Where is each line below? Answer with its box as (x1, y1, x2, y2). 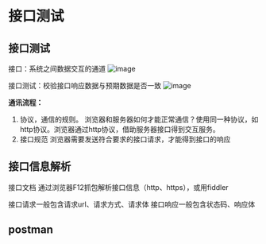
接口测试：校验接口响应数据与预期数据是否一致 (8, 81, 161, 90)
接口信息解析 (8, 160, 71, 173)
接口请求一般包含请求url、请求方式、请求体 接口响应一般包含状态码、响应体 (8, 199, 256, 209)
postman (8, 223, 53, 237)
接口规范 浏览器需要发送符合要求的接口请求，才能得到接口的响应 (19, 134, 231, 144)
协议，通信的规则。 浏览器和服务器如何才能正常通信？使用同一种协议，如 (19, 114, 259, 124)
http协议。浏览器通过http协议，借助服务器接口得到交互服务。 (19, 125, 220, 134)
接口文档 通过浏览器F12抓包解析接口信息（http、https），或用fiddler (8, 182, 229, 192)
